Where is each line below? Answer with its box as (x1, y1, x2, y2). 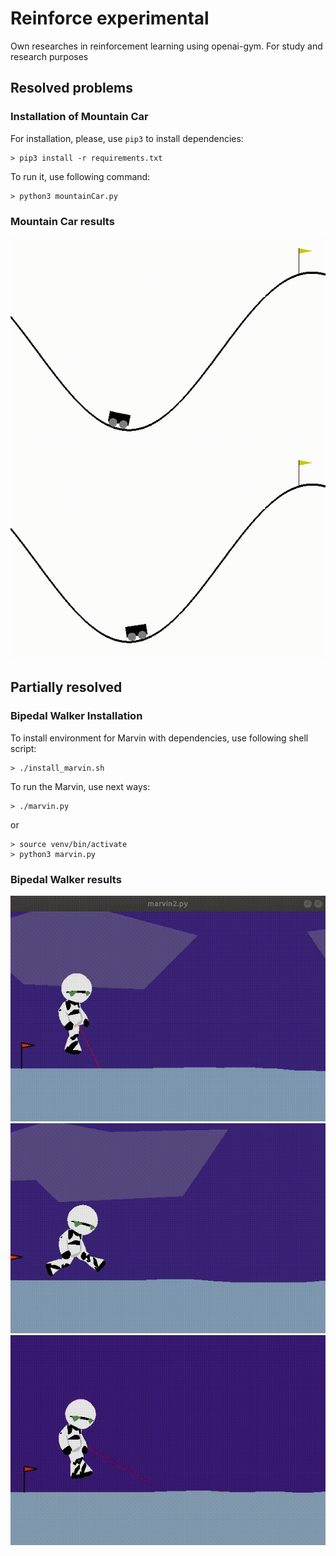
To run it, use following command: (10, 170, 151, 182)
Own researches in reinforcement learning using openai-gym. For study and (10, 40, 323, 52)
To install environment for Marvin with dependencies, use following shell (10, 732, 309, 744)
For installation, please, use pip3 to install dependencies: (10, 132, 244, 144)
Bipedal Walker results (10, 872, 122, 886)
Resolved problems (10, 80, 134, 97)
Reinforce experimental (10, 7, 210, 30)
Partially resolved (10, 679, 123, 696)
